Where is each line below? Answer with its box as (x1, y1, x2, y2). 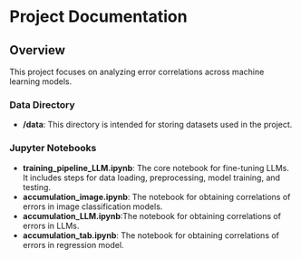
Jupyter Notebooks (9, 142, 97, 155)
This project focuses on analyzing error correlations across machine (9, 66, 265, 77)
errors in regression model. (22, 239, 124, 250)
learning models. (9, 76, 73, 87)
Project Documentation (9, 6, 188, 27)
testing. (22, 181, 52, 192)
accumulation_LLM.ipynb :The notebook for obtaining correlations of (22, 210, 282, 221)
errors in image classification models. (22, 201, 163, 212)
